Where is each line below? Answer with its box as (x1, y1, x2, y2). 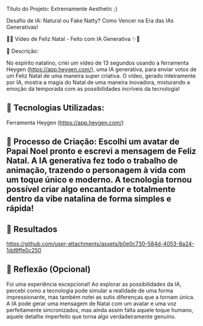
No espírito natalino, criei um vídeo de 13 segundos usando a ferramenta (6, 59, 189, 66)
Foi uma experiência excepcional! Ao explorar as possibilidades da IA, (6, 280, 182, 288)
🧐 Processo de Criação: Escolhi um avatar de (6, 136, 180, 147)
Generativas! (6, 24, 38, 30)
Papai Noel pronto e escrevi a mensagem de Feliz (6, 146, 197, 157)
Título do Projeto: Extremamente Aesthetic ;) (6, 5, 118, 12)
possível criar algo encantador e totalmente (6, 184, 176, 194)
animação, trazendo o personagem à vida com (6, 165, 186, 175)
